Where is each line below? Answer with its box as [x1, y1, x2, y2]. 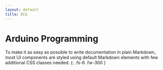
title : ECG [5, 12, 28, 17]
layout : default [5, 7, 39, 12]
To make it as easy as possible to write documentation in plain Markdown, [5, 49, 156, 55]
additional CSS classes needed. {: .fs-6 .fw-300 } [5, 60, 106, 66]
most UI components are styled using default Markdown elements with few [5, 55, 159, 61]
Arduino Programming [5, 33, 99, 44]
